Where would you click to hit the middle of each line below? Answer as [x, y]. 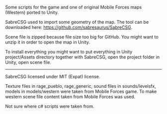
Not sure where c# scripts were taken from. [50, 106]
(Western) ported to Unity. [32, 12]
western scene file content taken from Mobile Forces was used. [70, 97]
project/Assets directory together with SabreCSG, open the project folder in [83, 57]
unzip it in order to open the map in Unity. [48, 42]
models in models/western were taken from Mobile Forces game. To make [81, 91]
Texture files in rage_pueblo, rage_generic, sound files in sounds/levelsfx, [81, 86]
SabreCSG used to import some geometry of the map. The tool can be [77, 22]
